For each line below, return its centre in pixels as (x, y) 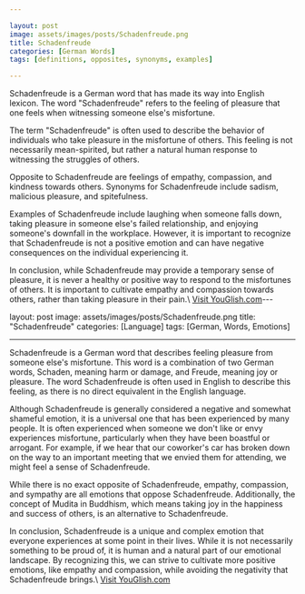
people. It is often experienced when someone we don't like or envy (136, 428)
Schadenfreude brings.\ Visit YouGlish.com (90, 579)
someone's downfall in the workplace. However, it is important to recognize (150, 234)
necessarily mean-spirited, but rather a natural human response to (133, 150)
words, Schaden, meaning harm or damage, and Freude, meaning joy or (144, 372)
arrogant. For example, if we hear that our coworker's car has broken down (150, 448)
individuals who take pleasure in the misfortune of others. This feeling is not (151, 140)
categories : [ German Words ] (63, 51)
